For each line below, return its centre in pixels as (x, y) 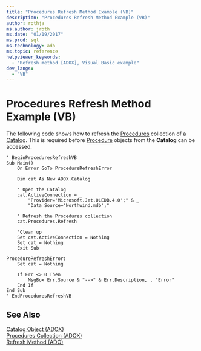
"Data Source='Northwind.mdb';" (69, 206)
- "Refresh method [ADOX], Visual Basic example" (75, 63)
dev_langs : (20, 68)
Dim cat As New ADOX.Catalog (54, 179)
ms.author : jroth (28, 29)
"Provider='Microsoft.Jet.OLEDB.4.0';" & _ (84, 200)
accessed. (19, 147)
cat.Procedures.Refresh (47, 222)
